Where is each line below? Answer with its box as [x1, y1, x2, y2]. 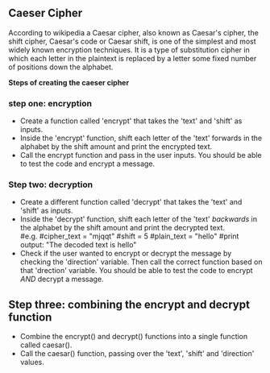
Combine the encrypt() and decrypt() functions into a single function [19, 332, 248, 342]
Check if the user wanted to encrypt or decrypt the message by [19, 249, 232, 259]
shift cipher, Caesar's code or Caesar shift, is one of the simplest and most [8, 36, 256, 46]
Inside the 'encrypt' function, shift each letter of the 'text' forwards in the [19, 133, 263, 143]
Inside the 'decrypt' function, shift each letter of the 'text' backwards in [19, 214, 258, 224]
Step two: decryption [8, 179, 93, 190]
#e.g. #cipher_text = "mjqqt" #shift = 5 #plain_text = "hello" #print [19, 231, 239, 241]
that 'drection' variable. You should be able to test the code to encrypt [19, 266, 253, 276]
